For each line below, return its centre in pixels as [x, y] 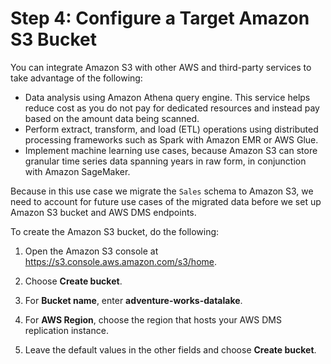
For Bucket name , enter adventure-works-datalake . [133, 300]
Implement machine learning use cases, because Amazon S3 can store [171, 150]
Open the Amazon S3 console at [91, 251]
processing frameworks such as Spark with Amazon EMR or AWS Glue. [171, 139]
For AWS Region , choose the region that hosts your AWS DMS [153, 319]
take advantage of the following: [76, 78]
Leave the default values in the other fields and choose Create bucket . [170, 349]
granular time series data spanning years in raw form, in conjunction [165, 161]
